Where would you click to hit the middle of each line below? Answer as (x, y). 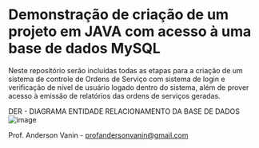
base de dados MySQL (85, 49)
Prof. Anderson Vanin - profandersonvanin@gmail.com (98, 135)
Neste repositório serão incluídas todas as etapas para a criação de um (126, 70)
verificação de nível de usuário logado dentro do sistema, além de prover (129, 87)
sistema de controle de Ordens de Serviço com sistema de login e (117, 79)
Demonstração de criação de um (119, 15)
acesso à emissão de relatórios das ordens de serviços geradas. (115, 95)
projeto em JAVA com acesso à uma (130, 31)
